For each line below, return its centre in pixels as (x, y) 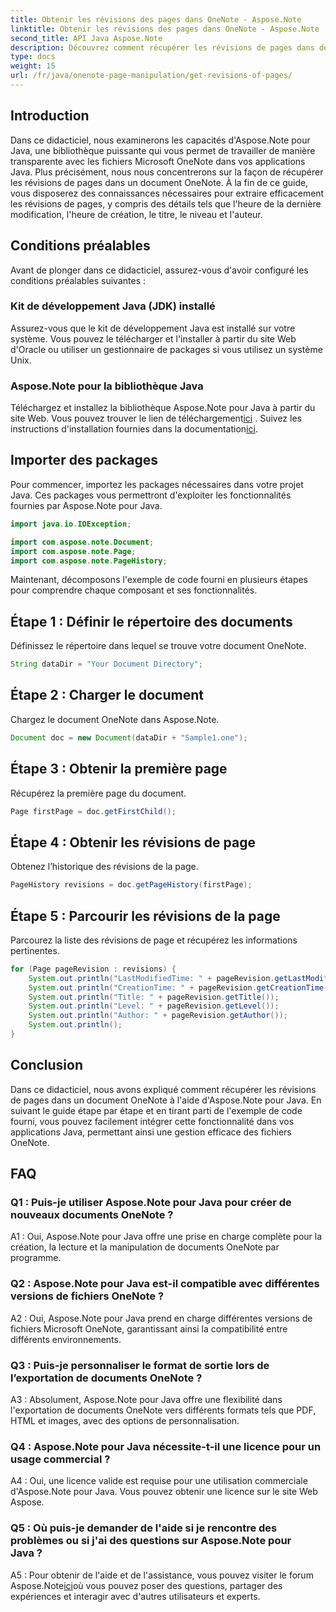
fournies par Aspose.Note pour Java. (86, 505)
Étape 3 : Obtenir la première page (119, 769)
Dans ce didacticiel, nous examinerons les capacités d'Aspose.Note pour (160, 140)
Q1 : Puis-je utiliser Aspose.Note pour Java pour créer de (151, 1203)
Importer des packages (84, 460)
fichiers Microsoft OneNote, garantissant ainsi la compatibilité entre (149, 1328)
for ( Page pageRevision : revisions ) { (93, 969)
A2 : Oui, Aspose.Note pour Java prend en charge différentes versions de (161, 1318)
